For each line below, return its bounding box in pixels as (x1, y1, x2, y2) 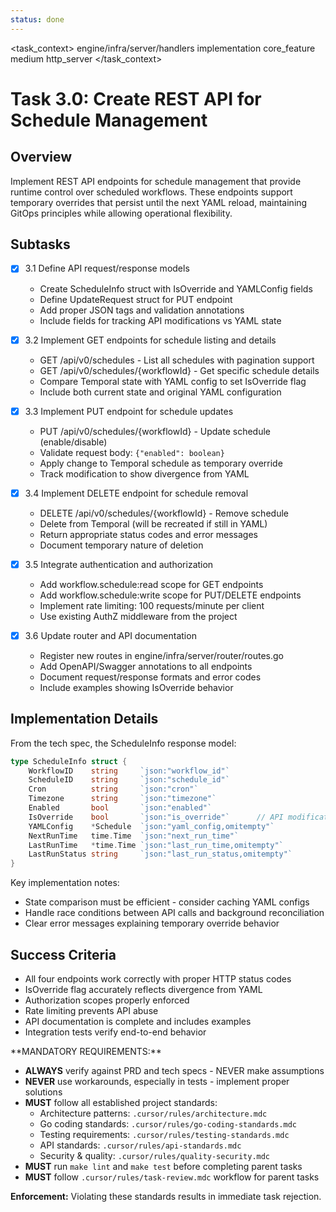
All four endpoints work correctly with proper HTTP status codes (24, 972, 292, 985)
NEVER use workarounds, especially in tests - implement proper (24, 1075, 290, 1087)
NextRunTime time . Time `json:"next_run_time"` (28, 831, 240, 841)
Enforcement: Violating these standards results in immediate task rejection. (10, 1190, 322, 1202)
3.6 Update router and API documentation (24, 629, 197, 641)
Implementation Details (10, 711, 159, 728)
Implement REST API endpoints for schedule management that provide (10, 175, 302, 187)
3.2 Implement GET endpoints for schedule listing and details (24, 334, 277, 346)
